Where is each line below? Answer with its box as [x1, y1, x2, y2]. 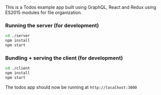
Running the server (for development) [5, 22, 99, 29]
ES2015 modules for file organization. [5, 9, 82, 15]
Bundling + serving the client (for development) [5, 54, 123, 61]
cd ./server [5, 33, 30, 38]
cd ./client [5, 66, 30, 71]
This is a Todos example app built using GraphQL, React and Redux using [5, 4, 156, 10]
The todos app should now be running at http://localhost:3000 [5, 84, 137, 90]
